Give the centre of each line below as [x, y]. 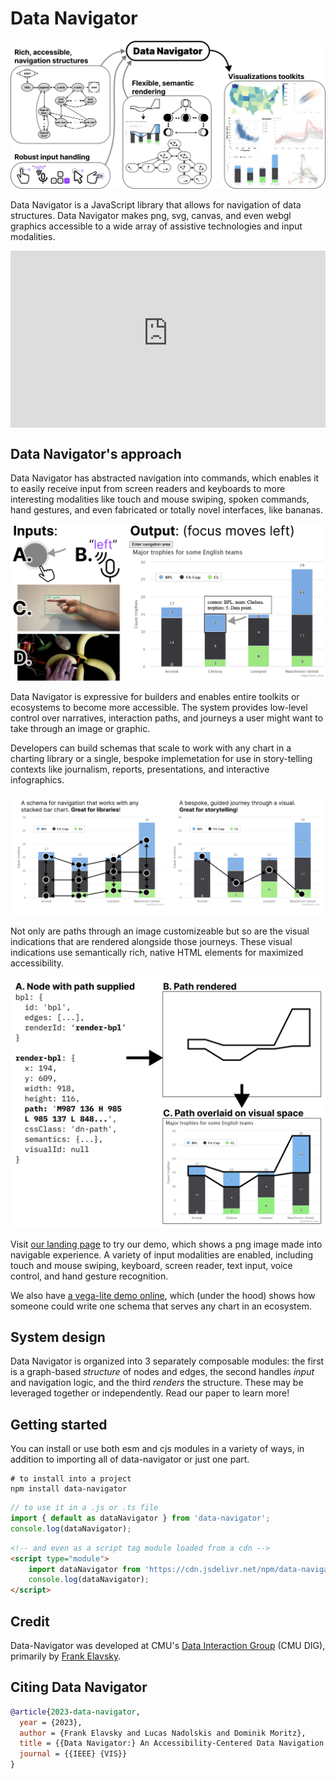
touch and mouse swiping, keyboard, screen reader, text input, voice [151, 1265]
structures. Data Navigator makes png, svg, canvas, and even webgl [151, 215]
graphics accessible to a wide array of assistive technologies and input [156, 226]
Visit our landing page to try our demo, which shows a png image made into [166, 1244]
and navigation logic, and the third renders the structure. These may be [157, 1383]
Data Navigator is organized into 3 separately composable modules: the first [167, 1361]
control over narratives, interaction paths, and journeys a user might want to [167, 718]
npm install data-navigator [69, 1489]
